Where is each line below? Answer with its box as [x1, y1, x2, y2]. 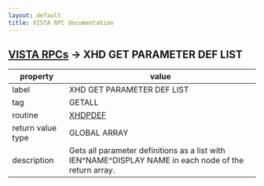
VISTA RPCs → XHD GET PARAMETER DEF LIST [8, 48, 243, 61]
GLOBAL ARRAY [69, 127, 128, 138]
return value [12, 122, 57, 133]
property [19, 71, 54, 82]
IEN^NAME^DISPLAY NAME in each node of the [69, 155, 244, 166]
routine [12, 110, 38, 121]
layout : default [8, 11, 61, 20]
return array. [69, 165, 115, 176]
